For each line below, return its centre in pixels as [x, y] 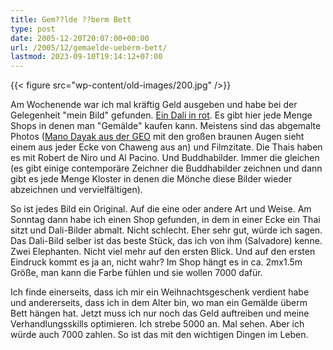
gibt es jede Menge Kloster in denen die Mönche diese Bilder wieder [151, 179]
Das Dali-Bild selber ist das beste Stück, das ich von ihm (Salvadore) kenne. [166, 241]
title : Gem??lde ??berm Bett [71, 19]
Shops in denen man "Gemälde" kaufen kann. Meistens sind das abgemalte [166, 126]
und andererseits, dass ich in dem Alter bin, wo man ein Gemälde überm [159, 303]
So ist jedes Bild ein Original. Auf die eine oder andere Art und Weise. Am [161, 209]
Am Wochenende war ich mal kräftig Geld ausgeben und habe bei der [154, 105]
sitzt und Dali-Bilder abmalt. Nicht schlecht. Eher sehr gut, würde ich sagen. [166, 230]
